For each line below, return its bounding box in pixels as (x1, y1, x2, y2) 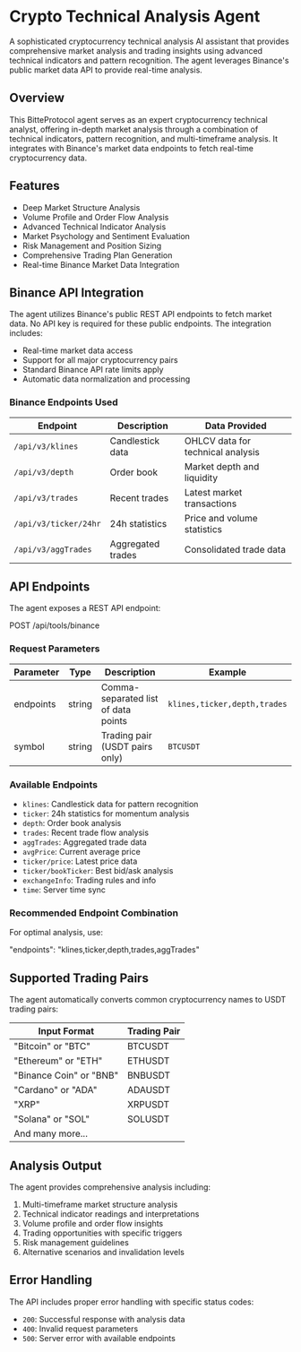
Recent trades (109, 491, 169, 504)
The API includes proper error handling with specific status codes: (9, 1296, 254, 1307)
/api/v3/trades (13, 493, 79, 503)
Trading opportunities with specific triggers (21, 1227, 183, 1238)
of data (100, 703, 132, 716)
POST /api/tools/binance (9, 620, 100, 631)
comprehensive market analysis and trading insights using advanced (9, 45, 262, 56)
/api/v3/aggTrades (13, 544, 92, 555)
